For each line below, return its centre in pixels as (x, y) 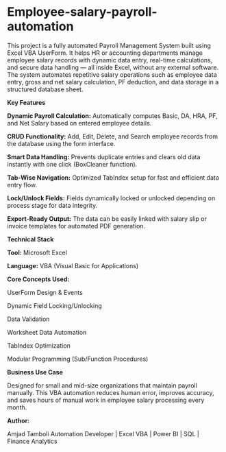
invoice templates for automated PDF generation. (76, 226)
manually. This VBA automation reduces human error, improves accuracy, (111, 392)
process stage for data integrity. (52, 205)
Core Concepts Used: (38, 279)
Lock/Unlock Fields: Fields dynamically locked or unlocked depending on (111, 198)
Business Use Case (35, 372)
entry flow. (22, 185)
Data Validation (28, 319)
